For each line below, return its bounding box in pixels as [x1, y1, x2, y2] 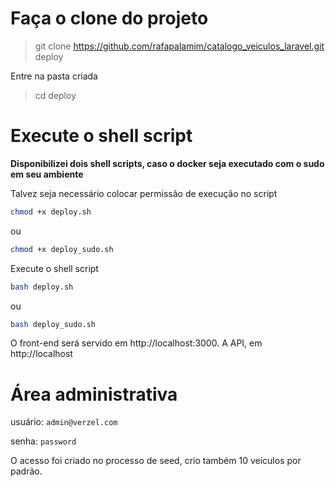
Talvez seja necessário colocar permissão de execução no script [10, 187, 278, 199]
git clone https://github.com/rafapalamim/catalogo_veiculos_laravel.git [34, 40, 325, 52]
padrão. [10, 465, 43, 477]
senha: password [10, 435, 77, 447]
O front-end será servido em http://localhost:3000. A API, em [10, 337, 263, 349]
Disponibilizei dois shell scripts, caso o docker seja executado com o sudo [10, 157, 325, 169]
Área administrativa [10, 383, 178, 406]
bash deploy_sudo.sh [10, 319, 97, 329]
